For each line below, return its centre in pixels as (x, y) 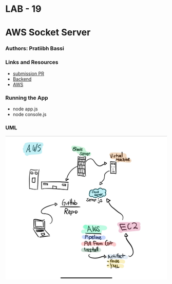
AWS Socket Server (48, 33)
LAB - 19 (23, 9)
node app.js (25, 109)
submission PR (28, 73)
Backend (22, 79)
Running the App (27, 98)
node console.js (30, 114)
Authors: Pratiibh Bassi (35, 48)
